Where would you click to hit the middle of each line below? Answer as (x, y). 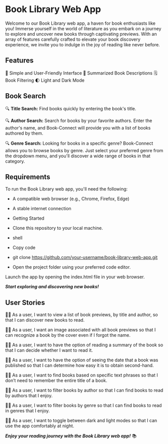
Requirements (28, 177)
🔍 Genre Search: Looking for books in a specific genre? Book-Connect (79, 143)
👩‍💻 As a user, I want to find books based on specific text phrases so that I (82, 375)
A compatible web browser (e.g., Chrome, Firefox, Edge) (71, 199)
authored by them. (24, 133)
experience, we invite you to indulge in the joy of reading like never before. (82, 44)
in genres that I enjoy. (28, 411)
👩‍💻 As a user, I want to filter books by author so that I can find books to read (84, 390)
